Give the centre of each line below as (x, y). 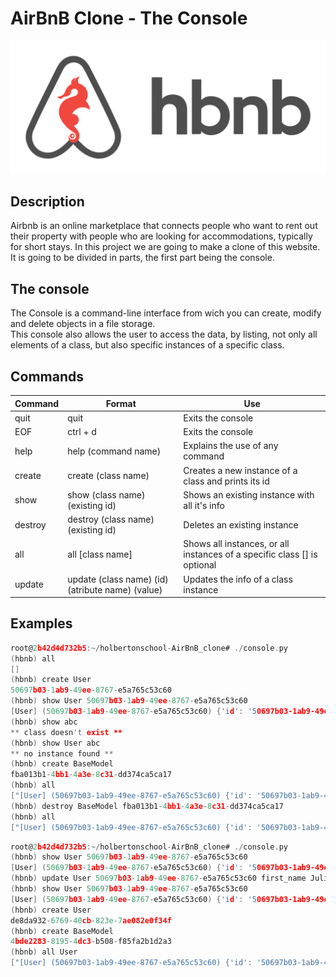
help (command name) (114, 451)
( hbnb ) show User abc (55, 743)
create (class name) (108, 475)
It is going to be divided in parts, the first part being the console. (142, 258)
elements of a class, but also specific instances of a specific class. (147, 345)
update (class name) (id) (118, 579)
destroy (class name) (111, 519)
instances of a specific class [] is (250, 554)
